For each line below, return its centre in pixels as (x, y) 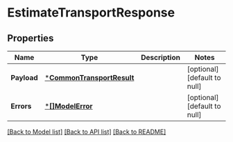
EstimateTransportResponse (91, 13)
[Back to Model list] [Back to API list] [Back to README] (87, 132)
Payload (24, 78)
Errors (21, 106)
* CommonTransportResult (89, 78)
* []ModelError (69, 106)
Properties (31, 38)
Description (161, 58)
